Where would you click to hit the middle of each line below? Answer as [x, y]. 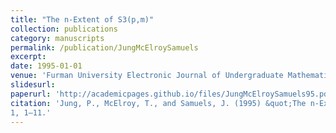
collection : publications [64, 29]
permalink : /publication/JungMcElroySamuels [104, 47]
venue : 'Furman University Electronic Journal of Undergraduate [147, 76]
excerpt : [28, 57]
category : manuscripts [57, 38]
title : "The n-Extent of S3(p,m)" [82, 19]
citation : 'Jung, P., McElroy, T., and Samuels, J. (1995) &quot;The [158, 103]
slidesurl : [33, 85]
